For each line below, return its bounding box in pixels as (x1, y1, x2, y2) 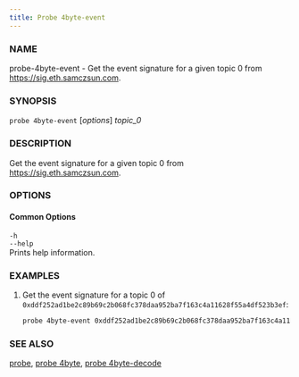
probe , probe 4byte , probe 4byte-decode (9, 358, 162, 369)
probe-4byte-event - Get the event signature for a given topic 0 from (9, 63, 262, 73)
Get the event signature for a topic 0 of (21, 289, 166, 300)
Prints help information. (9, 247, 96, 257)
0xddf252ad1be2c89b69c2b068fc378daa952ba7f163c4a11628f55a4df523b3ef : (21, 298, 289, 309)
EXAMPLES (9, 269, 60, 281)
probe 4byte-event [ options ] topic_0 (9, 115, 142, 126)
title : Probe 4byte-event (9, 13, 105, 22)
